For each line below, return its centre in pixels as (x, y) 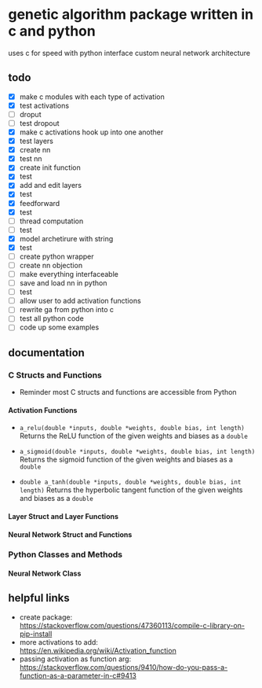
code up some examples (59, 327)
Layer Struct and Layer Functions (64, 516)
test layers (36, 141)
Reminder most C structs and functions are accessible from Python (128, 392)
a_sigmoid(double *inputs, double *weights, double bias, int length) (137, 452)
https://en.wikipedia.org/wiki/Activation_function (98, 650)
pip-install (36, 634)
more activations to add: (58, 642)
